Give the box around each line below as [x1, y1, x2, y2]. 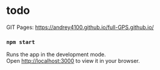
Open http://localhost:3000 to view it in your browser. [6, 57, 141, 65]
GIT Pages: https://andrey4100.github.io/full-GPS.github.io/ [6, 24, 155, 31]
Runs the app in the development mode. [6, 51, 106, 58]
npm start [6, 39, 35, 45]
